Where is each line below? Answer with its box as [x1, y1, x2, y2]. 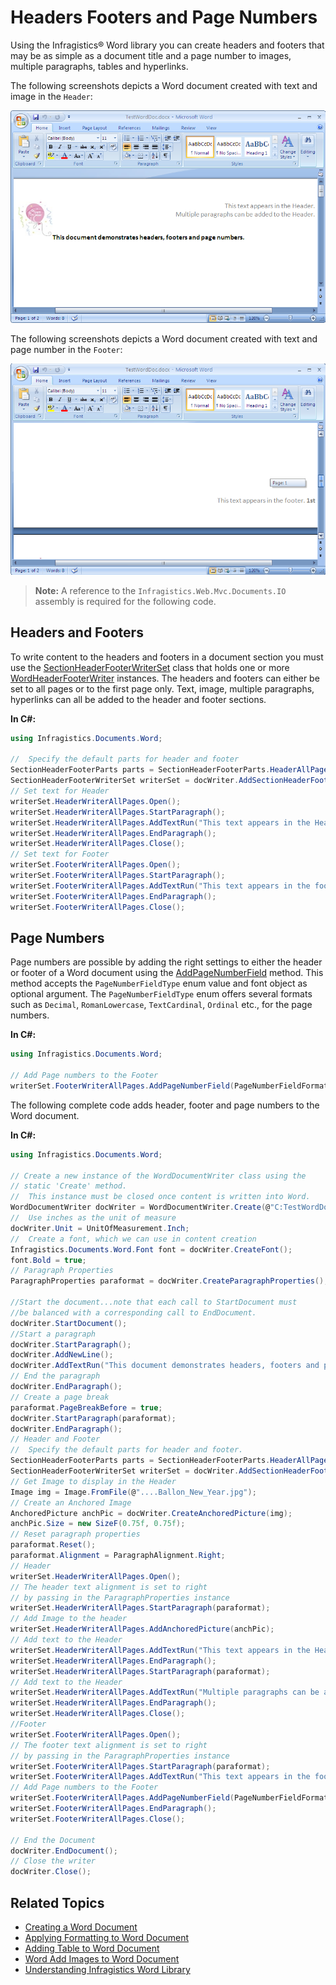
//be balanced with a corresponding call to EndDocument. [10, 1307, 257, 1318]
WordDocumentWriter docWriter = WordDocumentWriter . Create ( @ [10, 1202, 271, 1213]
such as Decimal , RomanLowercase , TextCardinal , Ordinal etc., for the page [10, 999, 313, 1011]
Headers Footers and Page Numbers [10, 6, 318, 29]
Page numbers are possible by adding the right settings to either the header [10, 956, 323, 968]
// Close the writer [10, 1856, 97, 1866]
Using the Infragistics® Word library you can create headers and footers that [10, 39, 325, 51]
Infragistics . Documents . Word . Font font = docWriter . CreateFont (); [10, 1244, 293, 1255]
